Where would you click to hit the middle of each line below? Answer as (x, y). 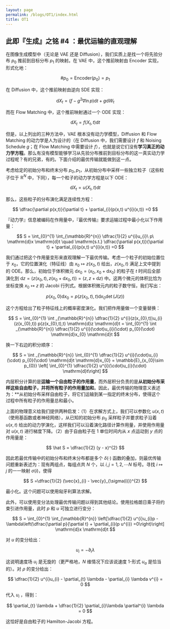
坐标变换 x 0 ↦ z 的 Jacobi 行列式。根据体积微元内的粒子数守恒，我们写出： (84, 286)
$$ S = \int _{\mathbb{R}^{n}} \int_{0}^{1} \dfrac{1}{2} (68, 355)
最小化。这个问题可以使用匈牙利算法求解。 (50, 491)
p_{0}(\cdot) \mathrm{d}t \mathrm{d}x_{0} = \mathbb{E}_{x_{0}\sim (93, 361)
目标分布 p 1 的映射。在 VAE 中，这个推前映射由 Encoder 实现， (96, 61)
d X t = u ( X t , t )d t (85, 188)
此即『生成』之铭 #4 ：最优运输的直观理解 (71, 41)
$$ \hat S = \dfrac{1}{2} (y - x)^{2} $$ (85, 448)
